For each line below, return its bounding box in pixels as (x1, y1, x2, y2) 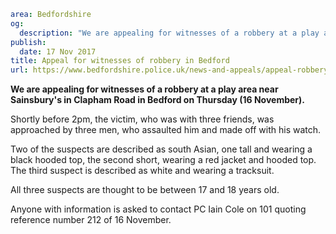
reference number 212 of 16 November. (10, 214, 172, 226)
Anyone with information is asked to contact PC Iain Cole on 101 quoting (10, 203, 307, 215)
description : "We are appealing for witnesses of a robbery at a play (19, 28, 320, 38)
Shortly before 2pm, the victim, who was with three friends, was (10, 113, 275, 125)
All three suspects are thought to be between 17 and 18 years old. (10, 184, 280, 196)
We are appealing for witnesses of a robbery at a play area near (10, 83, 279, 95)
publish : (10, 37, 47, 47)
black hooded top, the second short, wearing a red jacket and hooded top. (10, 154, 317, 166)
